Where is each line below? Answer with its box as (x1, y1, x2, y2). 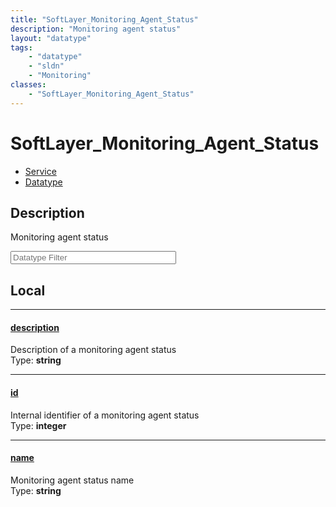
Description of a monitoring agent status (10, 344, 177, 356)
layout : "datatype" (10, 33, 92, 43)
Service (24, 165, 57, 177)
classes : (10, 80, 47, 90)
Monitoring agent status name (10, 474, 135, 486)
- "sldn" (28, 61, 65, 71)
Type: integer (10, 419, 67, 431)
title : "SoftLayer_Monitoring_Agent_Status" (10, 14, 199, 25)
